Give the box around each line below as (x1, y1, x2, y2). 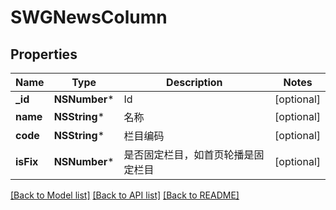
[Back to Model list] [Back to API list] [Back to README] (10, 189, 240, 201)
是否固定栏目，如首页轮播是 (123, 148, 255, 161)
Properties (10, 46, 78, 63)
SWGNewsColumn (10, 6, 168, 29)
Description (166, 76, 223, 89)
